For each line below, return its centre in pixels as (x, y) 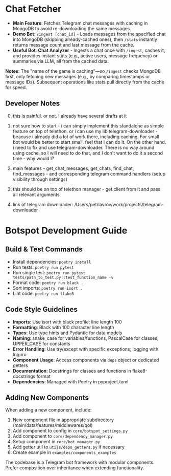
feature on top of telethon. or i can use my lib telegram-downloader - (85, 131)
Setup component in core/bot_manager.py (56, 442)
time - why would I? (33, 158)
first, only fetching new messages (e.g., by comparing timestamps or (78, 76)
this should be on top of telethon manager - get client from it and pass (87, 189)
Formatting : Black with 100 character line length (63, 327)
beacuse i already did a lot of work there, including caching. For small (86, 137)
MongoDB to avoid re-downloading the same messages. (72, 28)
